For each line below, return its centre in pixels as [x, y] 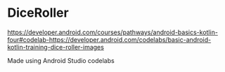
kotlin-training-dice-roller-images [56, 47]
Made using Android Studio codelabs [61, 60]
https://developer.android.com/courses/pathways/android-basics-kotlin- [112, 32]
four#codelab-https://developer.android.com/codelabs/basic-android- [109, 39]
